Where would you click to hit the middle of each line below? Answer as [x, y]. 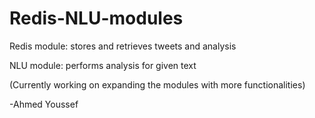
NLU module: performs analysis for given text [103, 65]
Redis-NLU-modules [96, 18]
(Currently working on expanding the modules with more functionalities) [157, 84]
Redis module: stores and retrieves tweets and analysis [123, 46]
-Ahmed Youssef [44, 104]
